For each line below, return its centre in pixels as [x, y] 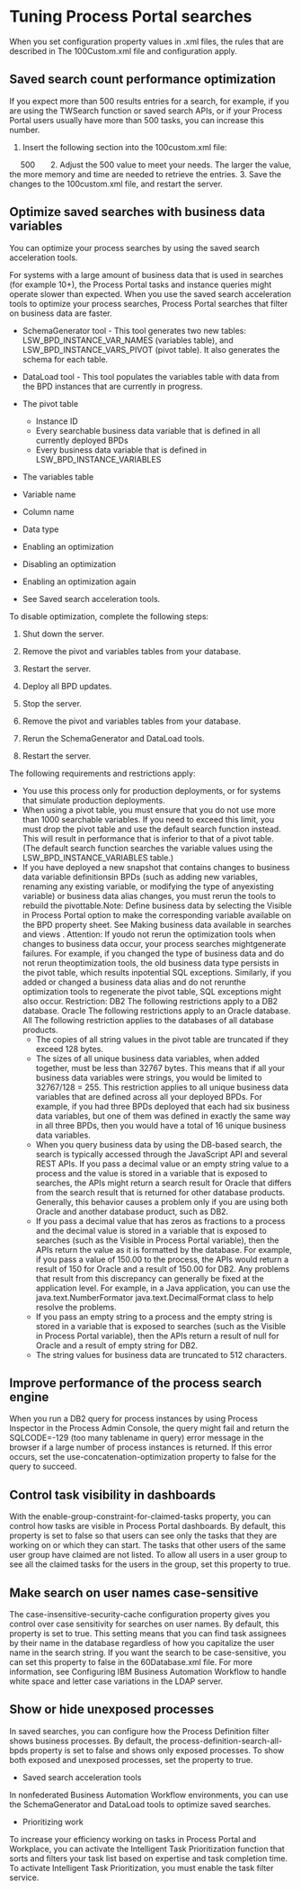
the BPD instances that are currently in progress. [112, 386]
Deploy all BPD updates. [67, 686]
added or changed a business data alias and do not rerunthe [134, 982]
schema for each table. [65, 359]
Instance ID [57, 421]
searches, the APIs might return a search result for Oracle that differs [164, 1183]
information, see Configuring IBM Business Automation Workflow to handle [148, 1672]
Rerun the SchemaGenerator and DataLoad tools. [113, 738]
